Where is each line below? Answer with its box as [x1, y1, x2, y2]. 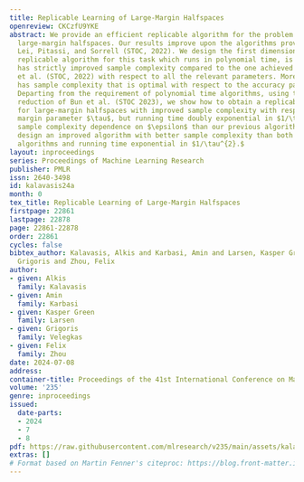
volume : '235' [9, 383, 63, 392]
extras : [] [9, 450, 51, 459]
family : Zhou [17, 349, 67, 358]
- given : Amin [9, 290, 63, 299]
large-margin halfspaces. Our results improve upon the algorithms [17, 38, 278, 48]
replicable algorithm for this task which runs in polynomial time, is [17, 55, 294, 64]
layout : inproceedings [9, 147, 95, 156]
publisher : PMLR [9, 165, 71, 174]
